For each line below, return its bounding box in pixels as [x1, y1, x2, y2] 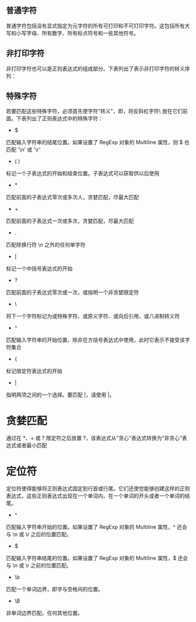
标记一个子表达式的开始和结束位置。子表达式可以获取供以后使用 [6, 170, 159, 177]
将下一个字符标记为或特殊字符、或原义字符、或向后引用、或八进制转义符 [6, 313, 180, 320]
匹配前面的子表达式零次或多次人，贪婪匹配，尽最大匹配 [6, 194, 139, 201]
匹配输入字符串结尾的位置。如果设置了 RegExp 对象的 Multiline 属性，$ [6, 555, 177, 562]
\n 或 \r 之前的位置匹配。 [12, 562, 72, 569]
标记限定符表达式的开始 [6, 368, 62, 375]
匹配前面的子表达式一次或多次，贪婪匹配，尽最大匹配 [6, 217, 134, 224]
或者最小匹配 [16, 442, 47, 449]
